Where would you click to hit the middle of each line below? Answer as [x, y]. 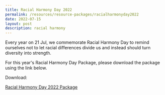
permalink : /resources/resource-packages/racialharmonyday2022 [72, 14]
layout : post [19, 24]
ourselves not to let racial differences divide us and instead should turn [78, 48]
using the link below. [26, 68]
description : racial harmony [35, 28]
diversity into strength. [28, 53]
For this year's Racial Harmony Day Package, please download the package [82, 63]
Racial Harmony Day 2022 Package [41, 87]
